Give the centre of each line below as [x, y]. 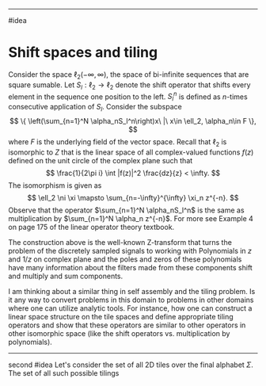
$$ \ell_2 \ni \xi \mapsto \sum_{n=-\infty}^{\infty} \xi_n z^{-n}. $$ [133, 197]
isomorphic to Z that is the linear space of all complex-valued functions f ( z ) [131, 152]
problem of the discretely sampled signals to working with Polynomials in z [130, 250]
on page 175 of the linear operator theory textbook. [91, 227]
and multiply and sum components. [66, 276]
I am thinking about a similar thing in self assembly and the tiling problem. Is [132, 291]
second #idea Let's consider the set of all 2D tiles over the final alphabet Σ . [131, 365]
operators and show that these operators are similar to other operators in [127, 325]
